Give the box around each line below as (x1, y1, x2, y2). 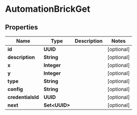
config (7, 86, 23, 92)
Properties (5, 23, 38, 31)
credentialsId (7, 94, 39, 100)
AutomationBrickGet (5, 3, 91, 15)
